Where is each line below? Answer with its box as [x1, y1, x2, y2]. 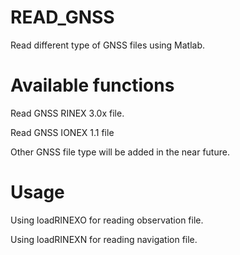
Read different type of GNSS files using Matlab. [10, 39, 206, 51]
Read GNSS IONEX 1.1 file [10, 126, 115, 138]
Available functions [10, 74, 175, 97]
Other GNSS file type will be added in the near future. [10, 146, 230, 158]
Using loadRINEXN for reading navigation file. [10, 233, 198, 245]
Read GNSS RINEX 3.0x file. [10, 107, 125, 119]
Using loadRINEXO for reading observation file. [10, 214, 204, 226]
